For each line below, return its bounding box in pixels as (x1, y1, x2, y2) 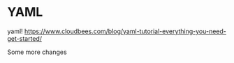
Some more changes (7, 48, 68, 56)
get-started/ (7, 34, 43, 42)
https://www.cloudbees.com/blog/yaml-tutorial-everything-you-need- (24, 27, 227, 35)
